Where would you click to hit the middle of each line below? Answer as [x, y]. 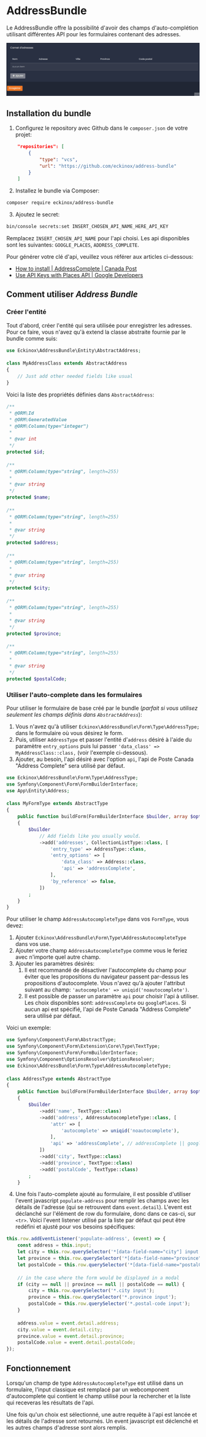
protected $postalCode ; [37, 679]
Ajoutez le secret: [37, 215]
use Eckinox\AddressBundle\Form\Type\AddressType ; [72, 778]
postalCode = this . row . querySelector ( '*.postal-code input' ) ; [109, 1304]
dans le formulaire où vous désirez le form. [69, 733]
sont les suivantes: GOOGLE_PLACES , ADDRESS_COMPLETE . [73, 245]
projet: [23, 135]
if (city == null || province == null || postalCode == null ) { [101, 1284]
